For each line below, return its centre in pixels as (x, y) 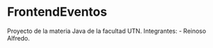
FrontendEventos (57, 12)
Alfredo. (18, 38)
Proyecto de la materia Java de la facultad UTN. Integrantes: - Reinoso (107, 31)
